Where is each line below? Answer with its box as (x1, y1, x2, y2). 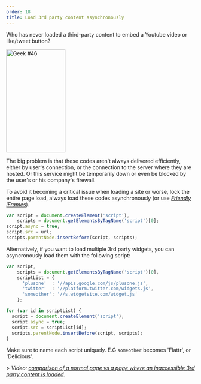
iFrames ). (6, 200, 30, 208)
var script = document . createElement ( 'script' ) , (6, 212, 130, 218)
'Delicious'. (6, 353, 33, 360)
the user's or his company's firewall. (6, 176, 96, 184)
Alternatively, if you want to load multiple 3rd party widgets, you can (6, 245, 175, 253)
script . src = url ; (6, 229, 52, 235)
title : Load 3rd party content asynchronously (6, 14, 124, 20)
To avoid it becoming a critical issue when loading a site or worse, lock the (6, 188, 190, 195)
